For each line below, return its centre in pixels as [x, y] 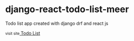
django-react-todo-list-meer [67, 9]
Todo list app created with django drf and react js [57, 23]
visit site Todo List [23, 33]
